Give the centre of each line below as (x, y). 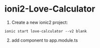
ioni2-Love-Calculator (50, 9)
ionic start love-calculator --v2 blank (46, 31)
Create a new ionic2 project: (40, 22)
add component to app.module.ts (45, 40)
